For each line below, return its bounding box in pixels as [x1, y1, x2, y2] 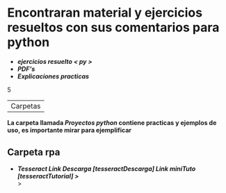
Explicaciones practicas [17, 72, 89, 81]
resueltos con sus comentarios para [7, 19, 220, 35]
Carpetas [10, 101, 41, 110]
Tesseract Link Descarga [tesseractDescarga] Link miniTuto [17, 165, 196, 173]
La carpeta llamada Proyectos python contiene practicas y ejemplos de [7, 119, 217, 127]
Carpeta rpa [7, 146, 60, 158]
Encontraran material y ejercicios [7, 5, 203, 21]
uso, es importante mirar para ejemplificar [7, 126, 132, 135]
